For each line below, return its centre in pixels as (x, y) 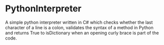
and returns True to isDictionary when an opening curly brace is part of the (82, 33)
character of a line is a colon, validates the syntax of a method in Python (79, 27)
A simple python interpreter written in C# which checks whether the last (79, 22)
